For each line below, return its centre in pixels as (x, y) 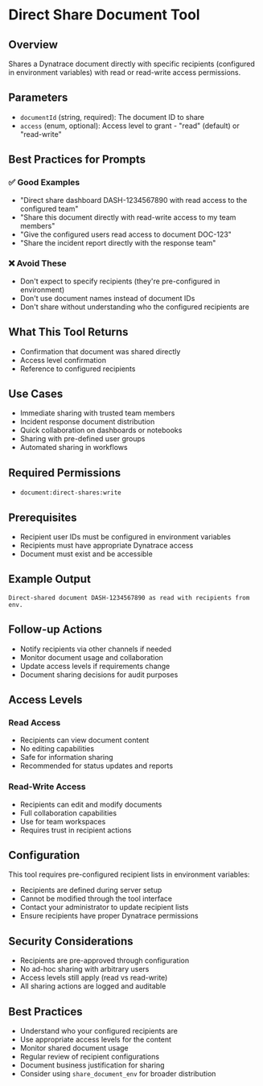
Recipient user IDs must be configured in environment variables (125, 537)
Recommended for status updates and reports (97, 766)
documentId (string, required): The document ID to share (112, 117)
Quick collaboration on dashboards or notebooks (101, 430)
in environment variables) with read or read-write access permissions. (125, 72)
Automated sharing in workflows (74, 448)
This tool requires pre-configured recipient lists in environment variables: (129, 874)
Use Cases (36, 394)
